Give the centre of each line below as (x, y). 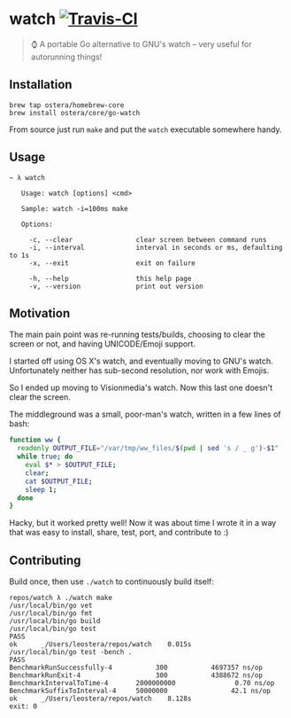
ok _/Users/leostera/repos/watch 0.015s (100, 644)
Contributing (45, 560)
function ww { (35, 440)
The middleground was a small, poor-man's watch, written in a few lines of (145, 414)
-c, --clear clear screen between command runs (148, 239)
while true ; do (45, 457)
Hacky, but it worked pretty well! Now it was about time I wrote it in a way (143, 523)
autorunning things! (66, 57)
